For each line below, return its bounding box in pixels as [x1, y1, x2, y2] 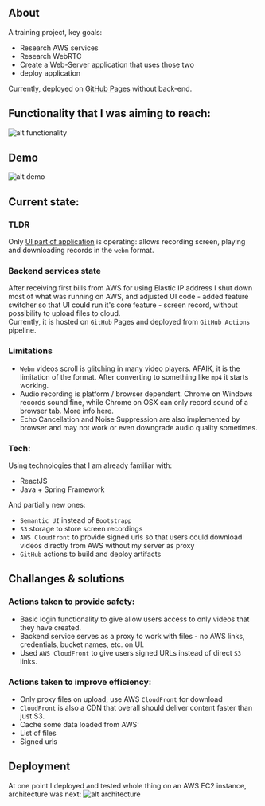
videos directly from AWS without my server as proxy [19, 541, 195, 551]
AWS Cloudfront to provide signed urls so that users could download [19, 532, 243, 542]
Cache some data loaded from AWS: [19, 720, 139, 729]
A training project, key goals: [8, 27, 103, 37]
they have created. [19, 622, 82, 632]
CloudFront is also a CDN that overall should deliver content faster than [19, 703, 253, 712]
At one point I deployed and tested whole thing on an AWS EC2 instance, [8, 781, 247, 790]
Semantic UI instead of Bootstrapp [19, 516, 132, 525]
